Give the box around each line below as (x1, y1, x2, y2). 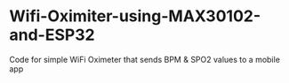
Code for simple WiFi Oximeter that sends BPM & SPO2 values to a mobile (9, 54, 280, 64)
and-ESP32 (9, 25, 95, 45)
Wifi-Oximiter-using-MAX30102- (9, 6, 261, 26)
